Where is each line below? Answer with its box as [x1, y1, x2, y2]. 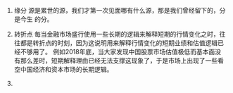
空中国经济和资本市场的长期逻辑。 [13, 66, 113, 73]
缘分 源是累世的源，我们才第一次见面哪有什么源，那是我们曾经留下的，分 [13, 6, 226, 14]
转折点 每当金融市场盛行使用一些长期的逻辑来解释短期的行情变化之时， [13, 30, 220, 38]
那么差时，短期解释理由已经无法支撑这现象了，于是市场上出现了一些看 [20, 56, 224, 65]
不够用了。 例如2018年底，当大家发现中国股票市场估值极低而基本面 [20, 48, 215, 56]
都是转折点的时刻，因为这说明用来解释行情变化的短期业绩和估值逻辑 [20, 39, 218, 47]
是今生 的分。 [13, 15, 53, 23]
